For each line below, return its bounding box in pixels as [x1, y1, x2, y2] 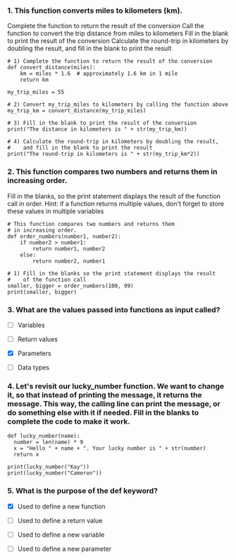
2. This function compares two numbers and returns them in [7, 167, 218, 177]
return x [13, 451, 39, 458]
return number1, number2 [32, 245, 106, 252]
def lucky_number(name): [7, 433, 80, 440]
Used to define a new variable [17, 530, 105, 539]
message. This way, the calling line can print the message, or [7, 399, 221, 409]
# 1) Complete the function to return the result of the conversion [7, 58, 213, 65]
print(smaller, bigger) [7, 288, 77, 295]
